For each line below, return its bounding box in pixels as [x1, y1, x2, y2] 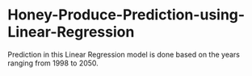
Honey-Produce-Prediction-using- [7, 6, 246, 24]
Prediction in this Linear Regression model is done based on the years [7, 49, 240, 59]
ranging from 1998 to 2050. [7, 58, 99, 68]
